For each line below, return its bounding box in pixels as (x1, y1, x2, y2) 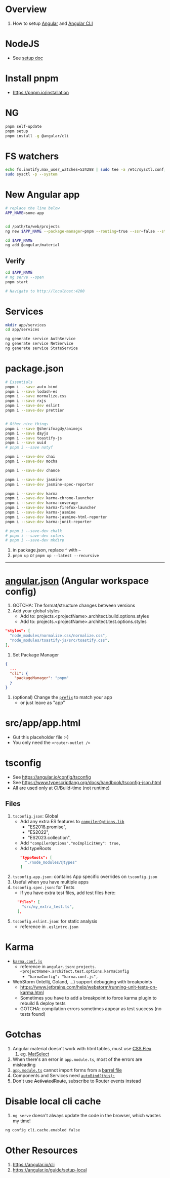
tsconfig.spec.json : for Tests (12, 885, 75, 891)
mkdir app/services (5, 322, 47, 327)
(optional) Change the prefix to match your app (12, 694, 112, 700)
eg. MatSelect (20, 1051, 50, 1057)
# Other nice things (5, 421, 49, 426)
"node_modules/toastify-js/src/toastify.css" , (10, 638, 110, 643)
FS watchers (5, 151, 59, 162)
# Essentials (5, 379, 33, 385)
